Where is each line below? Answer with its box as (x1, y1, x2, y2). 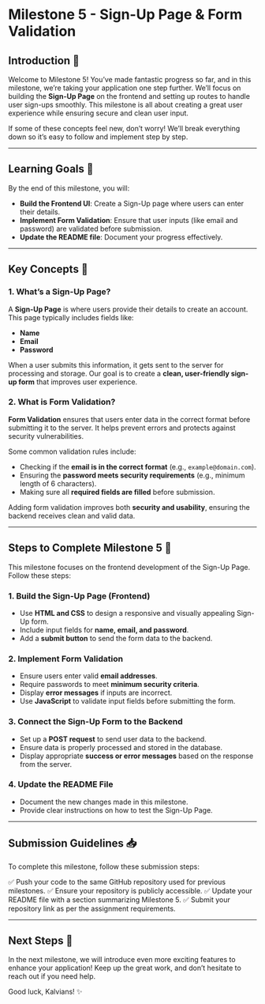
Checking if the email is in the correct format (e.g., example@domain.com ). (19, 462, 256, 471)
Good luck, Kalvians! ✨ (8, 987, 83, 997)
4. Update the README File (8, 779, 114, 790)
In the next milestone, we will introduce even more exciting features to (8, 955, 236, 964)
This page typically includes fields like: (8, 312, 134, 322)
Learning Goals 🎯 (8, 162, 94, 176)
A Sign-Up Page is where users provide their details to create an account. (8, 304, 248, 314)
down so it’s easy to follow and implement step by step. (8, 132, 188, 142)
